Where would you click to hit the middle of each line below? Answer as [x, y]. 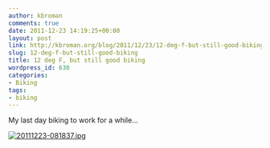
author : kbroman [35, 16]
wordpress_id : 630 [39, 68]
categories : [28, 75]
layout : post [30, 38]
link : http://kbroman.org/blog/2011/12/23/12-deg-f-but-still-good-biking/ [138, 46]
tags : [17, 90]
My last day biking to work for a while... [73, 120]
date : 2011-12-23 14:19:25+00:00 [64, 30]
